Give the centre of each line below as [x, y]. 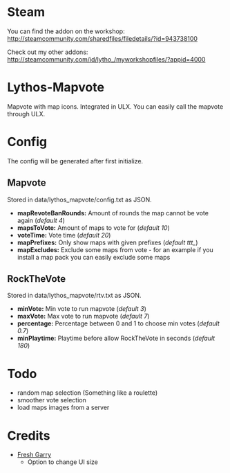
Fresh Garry [34, 455]
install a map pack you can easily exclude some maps [94, 257]
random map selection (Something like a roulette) [87, 393]
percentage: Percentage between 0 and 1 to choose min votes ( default [118, 323]
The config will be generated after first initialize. [75, 161]
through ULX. [26, 114]
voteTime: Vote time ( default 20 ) [64, 235]
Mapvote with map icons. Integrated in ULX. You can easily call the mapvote [115, 106]
